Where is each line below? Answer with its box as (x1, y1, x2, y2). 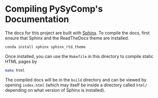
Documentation (5, 14, 70, 25)
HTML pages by (5, 59, 37, 64)
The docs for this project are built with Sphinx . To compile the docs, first (5, 30, 150, 36)
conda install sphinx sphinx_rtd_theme (5, 44, 86, 49)
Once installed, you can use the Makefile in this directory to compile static (5, 53, 154, 59)
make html (5, 68, 25, 73)
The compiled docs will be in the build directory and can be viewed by (5, 77, 147, 82)
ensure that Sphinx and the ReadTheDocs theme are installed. (5, 35, 129, 41)
